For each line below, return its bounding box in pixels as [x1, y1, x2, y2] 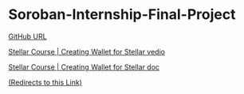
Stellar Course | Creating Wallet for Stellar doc [8, 62, 160, 72]
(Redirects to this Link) [8, 77, 82, 87]
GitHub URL [8, 32, 47, 41]
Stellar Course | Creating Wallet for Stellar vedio [8, 47, 166, 56]
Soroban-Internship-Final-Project [8, 6, 236, 24]
